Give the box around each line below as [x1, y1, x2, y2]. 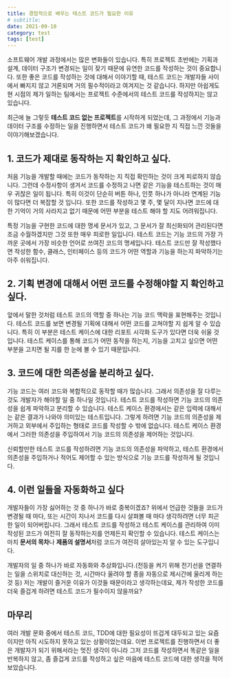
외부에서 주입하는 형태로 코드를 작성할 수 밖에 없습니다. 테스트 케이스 [25, 421, 209, 430]
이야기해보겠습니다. [7, 130, 59, 139]
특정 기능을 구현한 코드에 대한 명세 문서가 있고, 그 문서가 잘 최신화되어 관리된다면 [7, 221, 223, 230]
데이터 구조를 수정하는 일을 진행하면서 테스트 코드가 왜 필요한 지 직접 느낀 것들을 [7, 122, 222, 130]
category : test [7, 29, 51, 37]
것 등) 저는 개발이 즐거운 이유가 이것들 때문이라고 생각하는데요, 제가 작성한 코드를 [7, 579, 224, 587]
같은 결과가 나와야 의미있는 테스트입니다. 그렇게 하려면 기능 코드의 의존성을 [14, 412, 214, 421]
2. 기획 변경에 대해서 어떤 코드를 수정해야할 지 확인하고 [7, 278, 224, 290]
